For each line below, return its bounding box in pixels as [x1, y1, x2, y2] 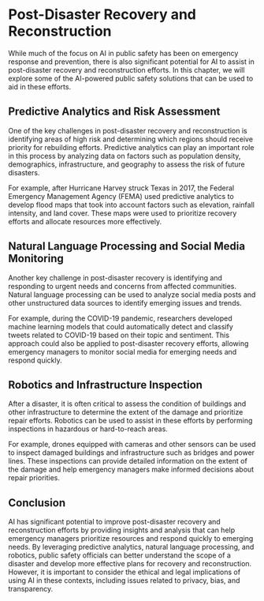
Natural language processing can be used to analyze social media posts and [8, 290, 256, 299]
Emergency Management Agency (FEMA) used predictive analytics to [8, 191, 234, 201]
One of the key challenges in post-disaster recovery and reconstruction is [8, 126, 247, 135]
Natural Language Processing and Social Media [8, 239, 246, 254]
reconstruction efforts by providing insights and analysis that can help [8, 525, 236, 535]
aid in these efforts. [8, 81, 72, 92]
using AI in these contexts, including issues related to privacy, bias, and [8, 576, 240, 585]
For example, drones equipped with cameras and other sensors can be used [8, 440, 256, 449]
